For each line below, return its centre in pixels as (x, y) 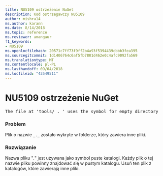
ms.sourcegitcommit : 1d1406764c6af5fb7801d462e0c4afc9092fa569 (71, 55)
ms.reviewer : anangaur (28, 37)
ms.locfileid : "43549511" (32, 74)
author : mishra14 (23, 19)
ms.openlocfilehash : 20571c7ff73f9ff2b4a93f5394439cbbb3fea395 (71, 51)
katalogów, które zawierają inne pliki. (43, 169)
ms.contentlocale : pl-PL (31, 64)
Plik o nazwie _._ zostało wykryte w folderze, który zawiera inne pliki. (76, 135)
